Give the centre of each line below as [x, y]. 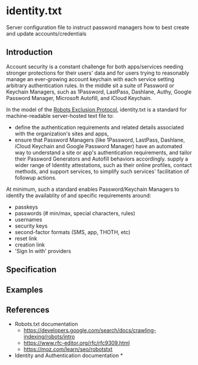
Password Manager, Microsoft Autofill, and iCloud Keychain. [79, 98]
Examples [25, 289]
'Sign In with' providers [43, 251]
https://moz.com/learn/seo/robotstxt [68, 349]
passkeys [26, 207]
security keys [31, 226]
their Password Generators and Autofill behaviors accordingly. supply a [101, 159]
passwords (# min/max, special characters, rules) [75, 213]
